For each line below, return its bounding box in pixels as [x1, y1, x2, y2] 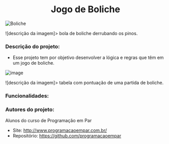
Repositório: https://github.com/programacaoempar [12, 133, 121, 139]
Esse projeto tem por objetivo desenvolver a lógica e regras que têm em [12, 54, 164, 61]
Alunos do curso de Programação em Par [5, 118, 92, 124]
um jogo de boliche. [12, 60, 54, 66]
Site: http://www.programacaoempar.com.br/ [12, 127, 107, 133]
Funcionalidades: [5, 93, 49, 100]
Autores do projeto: [5, 106, 54, 113]
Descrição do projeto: [5, 43, 60, 50]
